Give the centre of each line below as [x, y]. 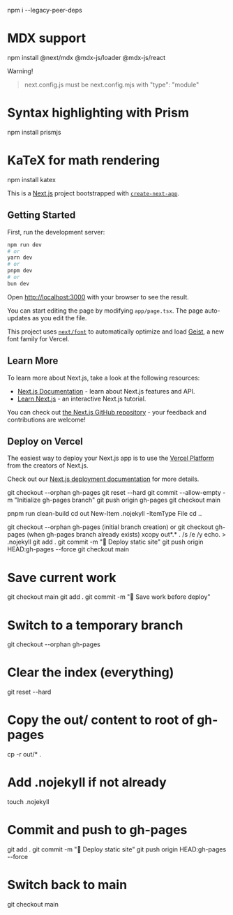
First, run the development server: [56, 232]
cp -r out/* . [24, 754]
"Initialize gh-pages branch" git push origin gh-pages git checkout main [118, 500]
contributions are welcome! [46, 419]
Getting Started [42, 215]
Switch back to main [67, 885]
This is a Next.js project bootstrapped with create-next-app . [93, 193]
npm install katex [31, 179]
